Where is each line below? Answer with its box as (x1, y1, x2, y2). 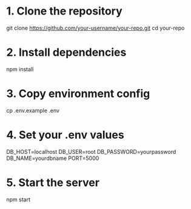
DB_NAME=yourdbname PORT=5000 (6, 154, 99, 162)
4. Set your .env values (6, 128, 124, 142)
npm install (6, 65, 34, 73)
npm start (6, 196, 31, 203)
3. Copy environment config (6, 87, 150, 101)
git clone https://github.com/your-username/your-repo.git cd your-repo (6, 24, 185, 32)
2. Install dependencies (6, 45, 127, 59)
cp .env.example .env (6, 107, 59, 114)
